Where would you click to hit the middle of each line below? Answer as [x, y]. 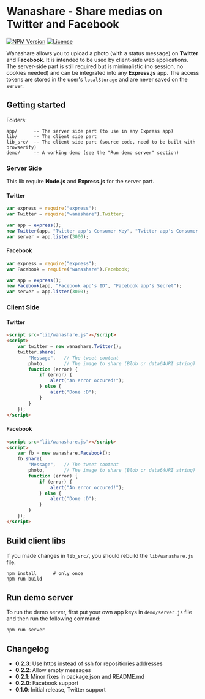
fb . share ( [30, 459]
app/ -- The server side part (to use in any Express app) [90, 131]
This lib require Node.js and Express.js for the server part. [80, 182]
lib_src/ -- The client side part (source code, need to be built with [101, 142]
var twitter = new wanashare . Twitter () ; [69, 347]
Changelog [28, 649]
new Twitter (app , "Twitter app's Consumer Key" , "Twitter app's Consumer [102, 231]
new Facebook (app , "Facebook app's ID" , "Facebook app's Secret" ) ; [94, 286]
